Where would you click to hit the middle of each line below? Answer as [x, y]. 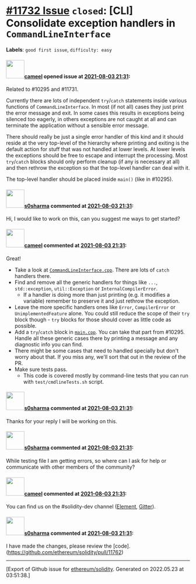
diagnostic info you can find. [49, 344]
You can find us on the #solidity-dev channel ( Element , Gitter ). [81, 507]
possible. [25, 325]
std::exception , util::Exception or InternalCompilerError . [86, 288]
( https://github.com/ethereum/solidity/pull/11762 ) [65, 552]
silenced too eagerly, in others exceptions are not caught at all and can [91, 119]
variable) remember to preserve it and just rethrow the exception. [101, 301]
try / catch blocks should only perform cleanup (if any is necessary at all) [93, 162]
